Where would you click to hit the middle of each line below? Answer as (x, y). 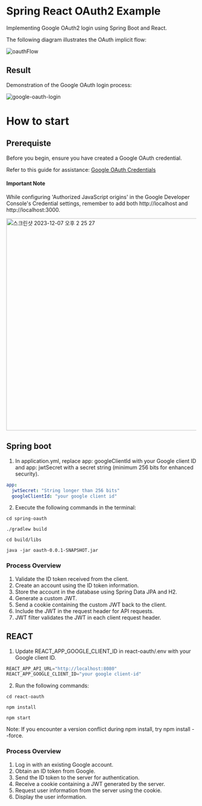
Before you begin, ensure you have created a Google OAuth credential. (94, 158)
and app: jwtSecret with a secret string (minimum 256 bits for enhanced (104, 467)
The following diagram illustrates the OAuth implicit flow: (76, 39)
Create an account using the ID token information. (77, 585)
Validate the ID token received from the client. (72, 578)
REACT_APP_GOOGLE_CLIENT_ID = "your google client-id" (74, 674)
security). (27, 474)
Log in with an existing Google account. (64, 764)
